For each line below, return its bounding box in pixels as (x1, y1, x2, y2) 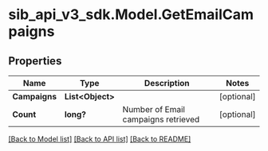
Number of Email (122, 104, 186, 114)
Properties (8, 54, 62, 68)
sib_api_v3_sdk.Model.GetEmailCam (8, 6, 254, 24)
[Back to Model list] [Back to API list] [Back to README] (8, 134, 191, 144)
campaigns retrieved (122, 114, 200, 125)
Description (144, 78, 190, 88)
